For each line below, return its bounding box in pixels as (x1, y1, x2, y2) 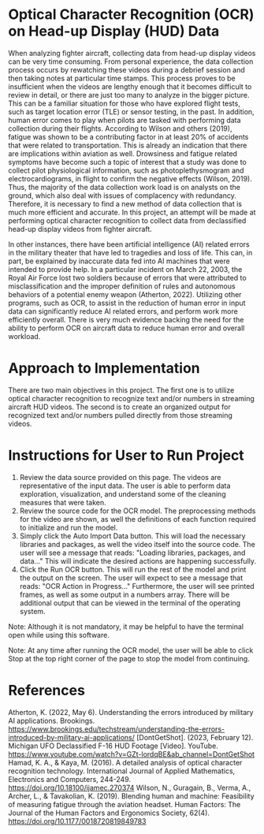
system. (19, 606, 46, 616)
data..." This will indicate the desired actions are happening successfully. (19, 556, 257, 565)
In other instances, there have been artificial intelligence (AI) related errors (8, 239, 250, 249)
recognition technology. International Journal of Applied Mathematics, (8, 766, 236, 776)
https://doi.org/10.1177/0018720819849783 (8, 816, 147, 825)
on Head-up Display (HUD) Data (8, 22, 220, 40)
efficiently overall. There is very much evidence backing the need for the (8, 315, 244, 324)
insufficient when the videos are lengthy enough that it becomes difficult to (8, 81, 252, 91)
